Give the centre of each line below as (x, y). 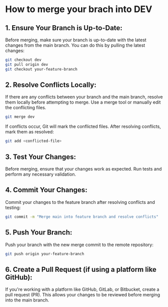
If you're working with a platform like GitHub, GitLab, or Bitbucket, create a (82, 289)
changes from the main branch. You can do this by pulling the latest (75, 45)
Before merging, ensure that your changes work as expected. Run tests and (83, 169)
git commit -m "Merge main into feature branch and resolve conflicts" (82, 217)
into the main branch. (27, 300)
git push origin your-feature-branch (45, 254)
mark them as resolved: (30, 132)
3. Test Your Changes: (41, 157)
